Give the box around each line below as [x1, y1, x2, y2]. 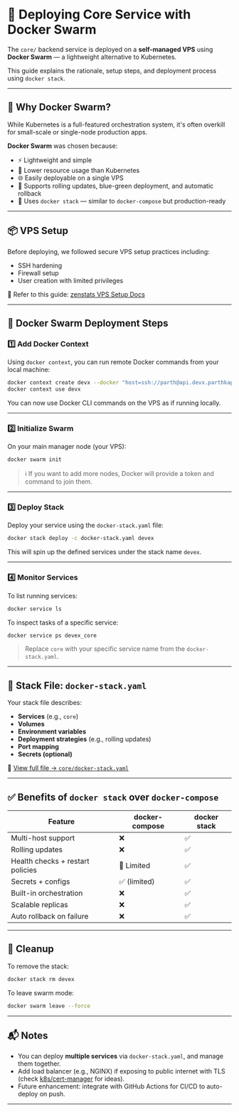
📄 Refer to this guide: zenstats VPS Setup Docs [7, 290, 146, 298]
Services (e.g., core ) [17, 712, 79, 721]
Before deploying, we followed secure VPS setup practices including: [7, 247, 210, 255]
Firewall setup [17, 268, 59, 277]
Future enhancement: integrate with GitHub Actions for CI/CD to [17, 1082, 206, 1091]
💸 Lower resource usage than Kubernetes [17, 166, 140, 174]
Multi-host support [11, 833, 75, 843]
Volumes [17, 720, 45, 729]
